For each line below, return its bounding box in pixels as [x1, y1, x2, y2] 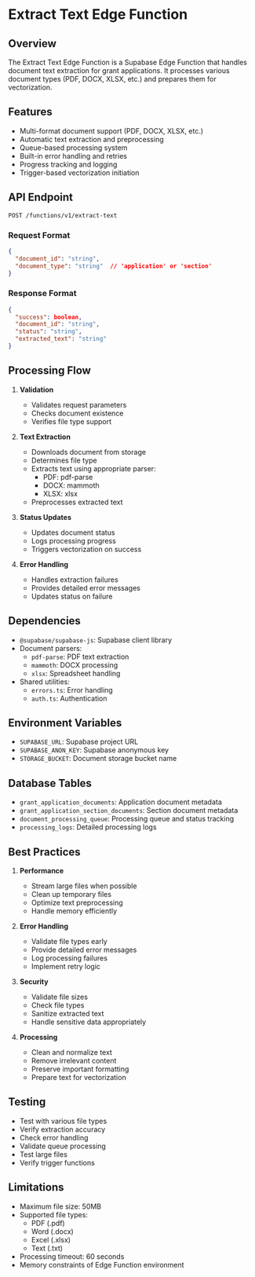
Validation [19, 385, 54, 394]
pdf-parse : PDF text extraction [31, 652, 129, 661]
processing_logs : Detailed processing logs [19, 822, 157, 832]
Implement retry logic [31, 962, 100, 971]
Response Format [8, 288, 77, 299]
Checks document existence [31, 408, 124, 418]
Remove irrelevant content [31, 1056, 117, 1066]
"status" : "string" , [15, 327, 82, 335]
